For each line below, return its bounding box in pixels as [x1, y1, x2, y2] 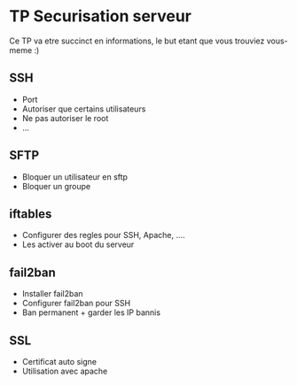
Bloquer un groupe [21, 181, 91, 191]
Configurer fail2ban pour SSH [21, 298, 131, 309]
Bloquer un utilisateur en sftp [21, 171, 129, 182]
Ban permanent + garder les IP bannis [21, 307, 161, 318]
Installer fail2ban [21, 289, 83, 299]
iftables [9, 206, 52, 221]
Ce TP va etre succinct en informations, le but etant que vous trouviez [9, 35, 265, 46]
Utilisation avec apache [21, 366, 108, 376]
